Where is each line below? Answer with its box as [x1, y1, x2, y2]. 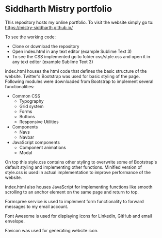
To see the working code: [5, 34, 56, 40]
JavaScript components [12, 139, 60, 145]
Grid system [19, 103, 44, 109]
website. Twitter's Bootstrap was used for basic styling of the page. [5, 73, 140, 79]
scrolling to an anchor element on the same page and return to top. [5, 189, 139, 195]
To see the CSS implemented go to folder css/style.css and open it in [12, 53, 150, 59]
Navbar [19, 134, 34, 140]
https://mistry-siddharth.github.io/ [5, 24, 73, 30]
